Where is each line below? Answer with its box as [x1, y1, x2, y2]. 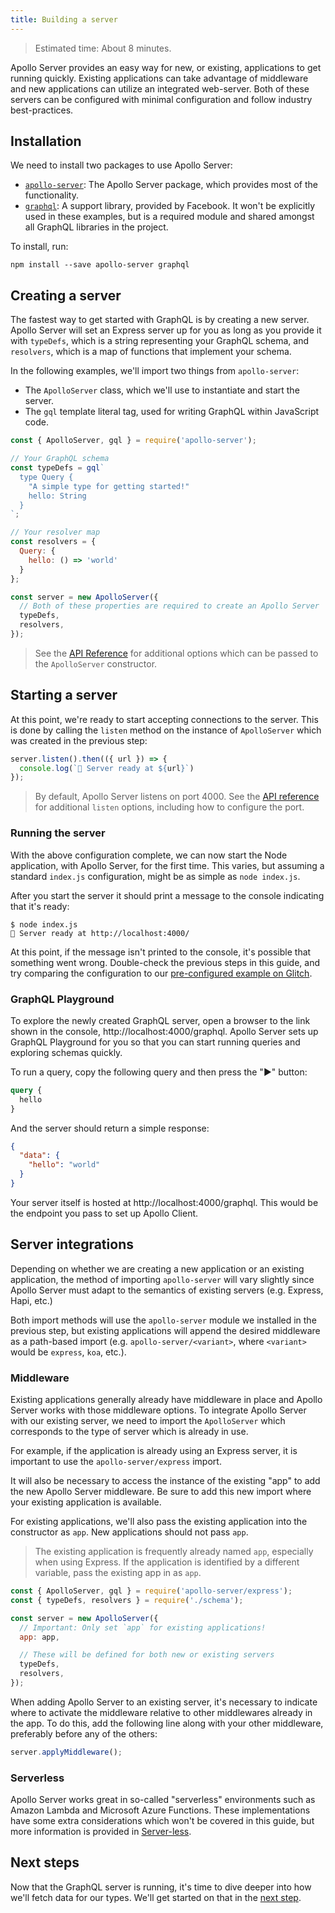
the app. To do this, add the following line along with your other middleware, [10, 1717, 324, 1729]
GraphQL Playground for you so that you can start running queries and [10, 1036, 301, 1048]
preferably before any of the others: [10, 1727, 158, 1740]
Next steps [10, 1854, 80, 1871]
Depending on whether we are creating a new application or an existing [10, 1262, 305, 1275]
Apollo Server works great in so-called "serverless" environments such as [10, 1794, 316, 1806]
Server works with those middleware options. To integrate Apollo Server [10, 1404, 307, 1416]
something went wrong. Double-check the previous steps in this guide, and [10, 956, 320, 968]
